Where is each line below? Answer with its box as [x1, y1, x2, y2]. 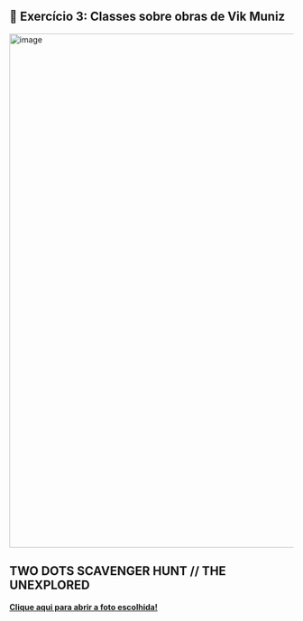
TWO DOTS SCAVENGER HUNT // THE [9, 563, 226, 579]
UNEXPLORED [9, 578, 90, 593]
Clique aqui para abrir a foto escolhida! [9, 601, 158, 612]
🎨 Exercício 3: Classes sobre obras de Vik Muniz [9, 9, 286, 24]
